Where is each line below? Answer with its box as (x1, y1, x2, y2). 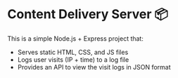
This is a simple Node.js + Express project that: (7, 34, 144, 43)
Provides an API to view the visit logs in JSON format (17, 63, 171, 71)
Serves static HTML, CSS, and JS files (17, 48, 129, 56)
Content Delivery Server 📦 (7, 6, 169, 22)
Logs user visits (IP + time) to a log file (17, 55, 129, 64)
